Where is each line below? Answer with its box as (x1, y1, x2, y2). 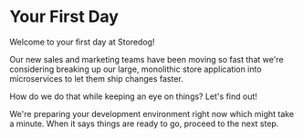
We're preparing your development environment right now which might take (9, 108, 295, 119)
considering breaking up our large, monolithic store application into (9, 64, 262, 74)
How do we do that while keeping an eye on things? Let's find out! (9, 91, 258, 102)
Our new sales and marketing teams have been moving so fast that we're (9, 54, 285, 64)
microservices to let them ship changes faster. (9, 73, 184, 84)
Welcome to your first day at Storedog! (9, 36, 155, 47)
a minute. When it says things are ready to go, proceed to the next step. (9, 118, 279, 129)
